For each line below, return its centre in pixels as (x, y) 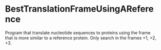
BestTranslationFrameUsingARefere (80, 9)
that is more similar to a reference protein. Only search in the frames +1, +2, (81, 38)
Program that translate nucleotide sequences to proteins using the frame (78, 33)
